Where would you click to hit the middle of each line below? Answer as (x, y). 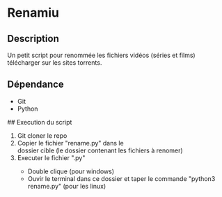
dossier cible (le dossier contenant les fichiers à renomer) (100, 150)
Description (33, 39)
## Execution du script (40, 122)
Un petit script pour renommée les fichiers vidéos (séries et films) (102, 55)
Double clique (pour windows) (71, 171)
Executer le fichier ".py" (51, 157)
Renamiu (33, 13)
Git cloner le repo (42, 135)
